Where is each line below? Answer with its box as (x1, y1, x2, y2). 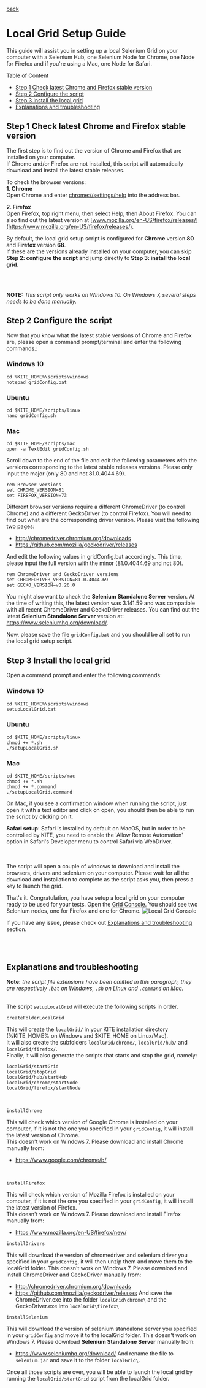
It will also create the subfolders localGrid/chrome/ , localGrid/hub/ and (6, 1038, 188, 1046)
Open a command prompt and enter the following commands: (6, 672, 162, 679)
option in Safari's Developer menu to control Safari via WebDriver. (6, 838, 173, 845)
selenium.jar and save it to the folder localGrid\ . (15, 1356, 140, 1363)
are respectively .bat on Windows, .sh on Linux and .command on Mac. (6, 984, 184, 992)
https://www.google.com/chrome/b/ (15, 1156, 107, 1164)
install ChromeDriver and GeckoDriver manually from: (6, 1271, 142, 1278)
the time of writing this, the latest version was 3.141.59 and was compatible (6, 599, 195, 607)
